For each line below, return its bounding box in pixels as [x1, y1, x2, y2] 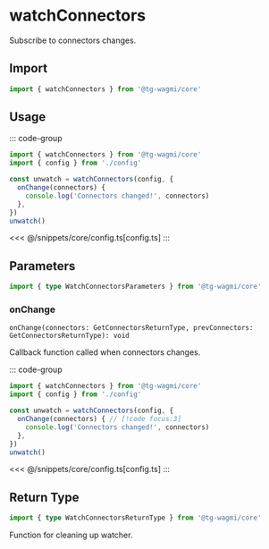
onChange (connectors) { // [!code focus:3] [17, 415, 181, 424]
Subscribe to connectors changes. [9, 35, 137, 46]
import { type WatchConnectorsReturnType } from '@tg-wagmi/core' [9, 513, 262, 523]
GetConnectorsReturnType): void [9, 332, 130, 341]
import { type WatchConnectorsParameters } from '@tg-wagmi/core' [9, 283, 262, 291]
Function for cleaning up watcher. [9, 529, 133, 541]
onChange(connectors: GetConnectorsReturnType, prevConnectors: [9, 324, 254, 333]
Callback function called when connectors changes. [9, 347, 201, 358]
